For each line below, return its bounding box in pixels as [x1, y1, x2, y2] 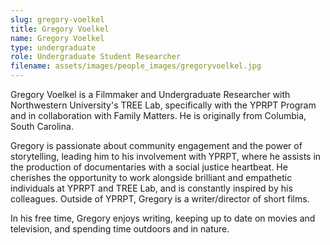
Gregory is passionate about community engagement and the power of [10, 140, 303, 151]
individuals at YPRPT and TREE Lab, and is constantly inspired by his [10, 182, 293, 194]
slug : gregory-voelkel [10, 14, 105, 25]
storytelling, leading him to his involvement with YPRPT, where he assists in [10, 151, 322, 162]
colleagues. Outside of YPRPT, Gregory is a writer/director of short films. [10, 193, 310, 205]
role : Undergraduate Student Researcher [10, 52, 182, 62]
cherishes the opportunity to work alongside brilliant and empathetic [10, 172, 293, 183]
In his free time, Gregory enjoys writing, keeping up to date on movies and [10, 212, 316, 224]
